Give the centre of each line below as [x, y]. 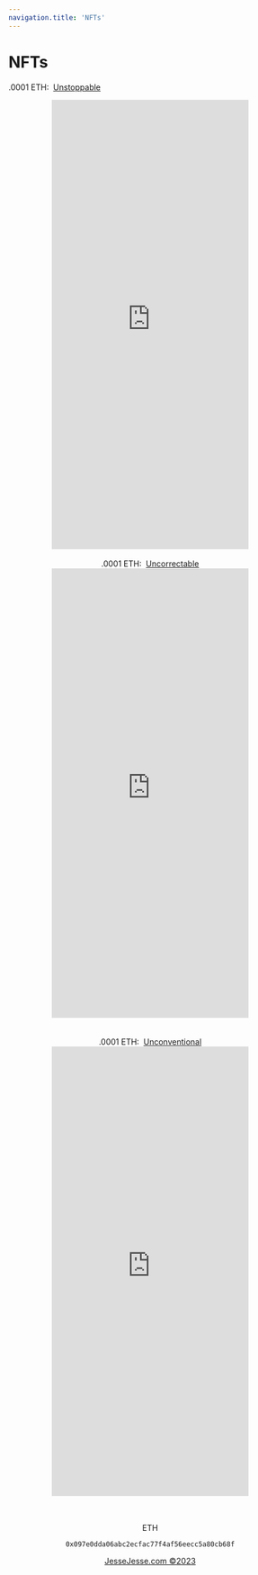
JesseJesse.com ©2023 [150, 1562]
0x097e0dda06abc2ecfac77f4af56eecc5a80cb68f [150, 1544]
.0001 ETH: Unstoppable [54, 87]
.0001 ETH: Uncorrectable [150, 564]
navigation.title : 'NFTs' [57, 18]
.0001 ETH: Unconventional [150, 1041]
